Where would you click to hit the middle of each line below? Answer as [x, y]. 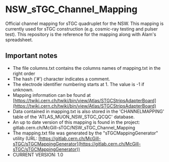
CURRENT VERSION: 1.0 [38, 154]
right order [24, 73]
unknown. [23, 90]
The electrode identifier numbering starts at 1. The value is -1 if [78, 84]
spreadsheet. [19, 40]
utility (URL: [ [26, 138]
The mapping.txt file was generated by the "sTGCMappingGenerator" [85, 133]
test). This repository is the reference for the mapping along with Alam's [81, 34]
